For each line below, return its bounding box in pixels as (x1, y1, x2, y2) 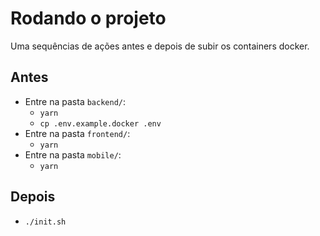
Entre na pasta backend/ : (24, 95, 127, 107)
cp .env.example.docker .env (39, 118, 162, 129)
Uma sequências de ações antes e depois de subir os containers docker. (10, 40, 310, 52)
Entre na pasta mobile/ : (24, 148, 122, 161)
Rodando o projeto (10, 7, 167, 30)
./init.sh (24, 217, 67, 227)
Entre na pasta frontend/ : (24, 127, 131, 139)
